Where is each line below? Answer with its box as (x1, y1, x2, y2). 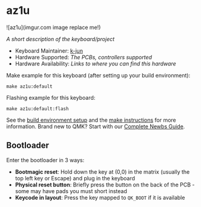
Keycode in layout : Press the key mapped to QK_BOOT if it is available (15, 194, 185, 201)
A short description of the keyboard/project (6, 35, 115, 42)
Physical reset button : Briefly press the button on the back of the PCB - (15, 181, 195, 188)
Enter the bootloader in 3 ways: (6, 156, 85, 163)
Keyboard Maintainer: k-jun (15, 47, 84, 54)
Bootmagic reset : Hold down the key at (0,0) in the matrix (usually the (15, 168, 190, 176)
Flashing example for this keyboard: (6, 94, 96, 101)
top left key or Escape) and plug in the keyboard (15, 174, 135, 182)
